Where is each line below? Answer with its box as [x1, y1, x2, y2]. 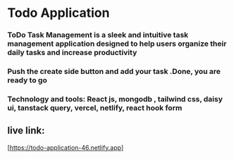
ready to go [7, 75, 47, 85]
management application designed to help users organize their [7, 39, 227, 49]
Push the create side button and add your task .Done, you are [7, 67, 221, 77]
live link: [7, 125, 45, 136]
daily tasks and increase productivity [7, 48, 137, 58]
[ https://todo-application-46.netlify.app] [7, 143, 124, 152]
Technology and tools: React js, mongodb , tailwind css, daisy [7, 94, 223, 103]
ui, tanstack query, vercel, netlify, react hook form [7, 103, 183, 113]
